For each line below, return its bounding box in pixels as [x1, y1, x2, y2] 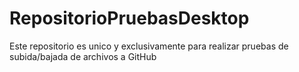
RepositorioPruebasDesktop [9, 7, 250, 30]
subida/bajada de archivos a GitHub [9, 50, 157, 62]
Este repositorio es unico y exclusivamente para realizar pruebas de [9, 40, 289, 52]
